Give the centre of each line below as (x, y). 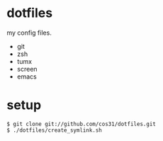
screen (27, 69)
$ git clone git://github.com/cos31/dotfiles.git (81, 124)
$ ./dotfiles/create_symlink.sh (54, 130)
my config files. (29, 33)
